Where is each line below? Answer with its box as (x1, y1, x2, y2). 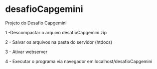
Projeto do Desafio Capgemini (5, 20, 67, 26)
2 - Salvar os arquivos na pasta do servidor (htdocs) (5, 39, 113, 45)
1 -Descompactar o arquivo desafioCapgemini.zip (5, 29, 107, 35)
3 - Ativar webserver (5, 49, 48, 55)
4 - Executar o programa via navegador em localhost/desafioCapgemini (5, 58, 153, 64)
